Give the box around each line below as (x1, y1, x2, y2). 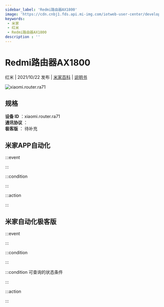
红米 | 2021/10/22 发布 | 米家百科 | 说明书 (5, 74, 87, 80)
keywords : (5, 16, 25, 21)
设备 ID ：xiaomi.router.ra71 (5, 113, 60, 119)
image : (5, 12, 19, 17)
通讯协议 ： (5, 119, 28, 125)
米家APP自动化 (5, 142, 50, 150)
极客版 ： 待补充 (5, 125, 38, 131)
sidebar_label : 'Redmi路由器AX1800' (5, 7, 78, 12)
